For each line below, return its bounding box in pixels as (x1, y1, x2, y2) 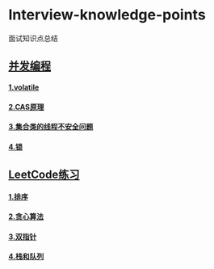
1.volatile (8, 82, 40, 92)
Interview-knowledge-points (8, 6, 206, 24)
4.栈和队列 (8, 252, 44, 262)
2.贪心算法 (8, 212, 44, 221)
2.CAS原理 (8, 102, 44, 111)
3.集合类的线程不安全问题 (8, 122, 94, 132)
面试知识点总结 (8, 33, 58, 43)
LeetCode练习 (8, 168, 80, 182)
